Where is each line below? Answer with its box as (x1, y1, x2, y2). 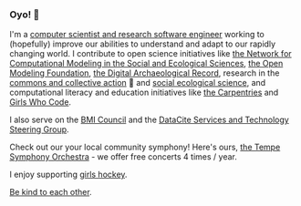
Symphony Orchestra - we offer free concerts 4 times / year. (9, 151, 237, 162)
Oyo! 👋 (9, 8, 40, 21)
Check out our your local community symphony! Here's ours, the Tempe (9, 141, 281, 153)
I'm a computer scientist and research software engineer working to (9, 29, 265, 40)
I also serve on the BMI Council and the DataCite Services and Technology (9, 114, 289, 126)
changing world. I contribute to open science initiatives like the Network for (9, 48, 292, 59)
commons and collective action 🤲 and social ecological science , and (9, 77, 266, 88)
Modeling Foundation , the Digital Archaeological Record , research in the (9, 67, 280, 78)
